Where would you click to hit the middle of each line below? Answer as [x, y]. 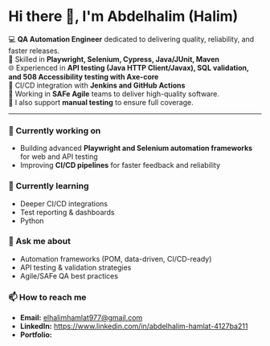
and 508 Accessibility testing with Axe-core [84, 76]
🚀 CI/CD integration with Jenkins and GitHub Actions [97, 85]
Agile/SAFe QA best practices [69, 275]
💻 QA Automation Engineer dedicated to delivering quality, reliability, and [131, 39]
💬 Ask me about [39, 242]
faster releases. [34, 51]
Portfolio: [36, 335]
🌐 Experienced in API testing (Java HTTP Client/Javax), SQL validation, [129, 67]
